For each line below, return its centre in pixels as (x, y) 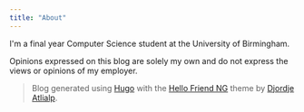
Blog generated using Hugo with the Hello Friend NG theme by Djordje (163, 88)
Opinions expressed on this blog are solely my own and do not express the (149, 61)
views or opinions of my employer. (74, 70)
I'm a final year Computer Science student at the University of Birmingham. (150, 43)
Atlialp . (44, 98)
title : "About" (38, 18)
